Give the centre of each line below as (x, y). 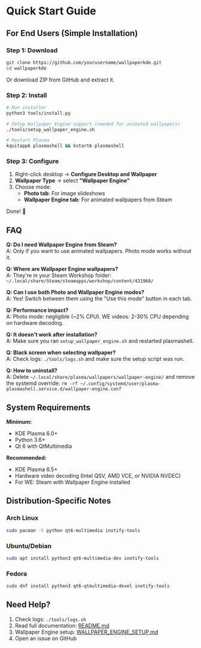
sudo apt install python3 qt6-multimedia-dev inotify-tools (83, 558)
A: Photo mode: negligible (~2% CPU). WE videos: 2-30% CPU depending (98, 317)
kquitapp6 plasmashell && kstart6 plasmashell (65, 146)
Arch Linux (22, 518)
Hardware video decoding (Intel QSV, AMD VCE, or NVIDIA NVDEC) (98, 476)
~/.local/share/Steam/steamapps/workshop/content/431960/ (80, 281)
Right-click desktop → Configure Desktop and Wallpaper (86, 174)
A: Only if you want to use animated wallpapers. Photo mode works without (99, 251)
